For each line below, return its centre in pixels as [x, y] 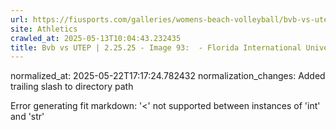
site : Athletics [44, 29]
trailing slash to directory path [72, 87]
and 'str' [27, 117]
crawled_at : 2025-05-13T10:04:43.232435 [96, 38]
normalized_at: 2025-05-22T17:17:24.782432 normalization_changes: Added [168, 76]
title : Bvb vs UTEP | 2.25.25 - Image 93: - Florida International [156, 47]
